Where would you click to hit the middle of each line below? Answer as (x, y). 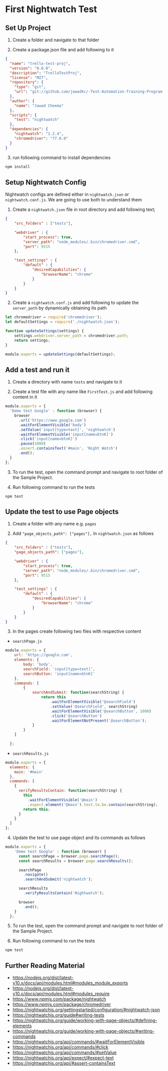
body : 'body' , (38, 665)
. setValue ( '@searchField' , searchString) (94, 706)
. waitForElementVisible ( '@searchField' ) (93, 702)
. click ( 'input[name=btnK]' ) (48, 439)
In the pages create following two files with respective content (77, 631)
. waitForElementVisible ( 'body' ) (52, 425)
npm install (18, 167)
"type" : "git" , (30, 87)
